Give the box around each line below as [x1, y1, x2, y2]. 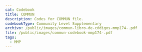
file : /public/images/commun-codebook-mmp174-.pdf [5, 30, 113, 35]
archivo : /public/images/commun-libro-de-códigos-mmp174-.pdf [5, 26, 137, 31]
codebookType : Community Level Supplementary [5, 21, 101, 26]
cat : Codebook [5, 7, 35, 12]
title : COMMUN [5, 12, 35, 17]
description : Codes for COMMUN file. [5, 16, 84, 21]
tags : [5, 35, 16, 40]
